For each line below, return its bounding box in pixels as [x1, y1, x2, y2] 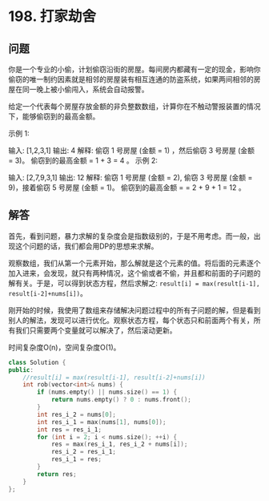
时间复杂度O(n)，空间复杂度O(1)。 [8, 342, 121, 352]
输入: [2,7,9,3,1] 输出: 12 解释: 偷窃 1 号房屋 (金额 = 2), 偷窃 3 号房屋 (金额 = [8, 173, 253, 182]
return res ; [37, 470, 78, 478]
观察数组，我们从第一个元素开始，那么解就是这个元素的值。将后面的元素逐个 [8, 258, 261, 268]
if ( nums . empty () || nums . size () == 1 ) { [37, 388, 178, 397]
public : [8, 366, 34, 374]
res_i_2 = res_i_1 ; [50, 448, 116, 456]
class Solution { [8, 358, 66, 366]
